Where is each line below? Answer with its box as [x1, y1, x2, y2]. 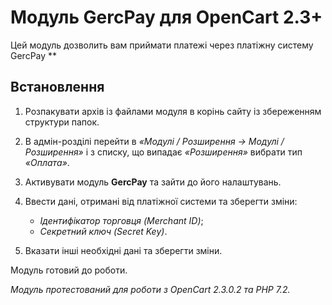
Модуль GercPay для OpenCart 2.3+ [10, 6, 323, 29]
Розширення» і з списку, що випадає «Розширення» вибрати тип [24, 146, 303, 158]
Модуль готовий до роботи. [10, 264, 128, 276]
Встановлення [10, 79, 105, 96]
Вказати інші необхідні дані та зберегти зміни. [24, 244, 223, 256]
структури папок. [24, 116, 100, 128]
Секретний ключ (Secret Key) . [39, 225, 168, 237]
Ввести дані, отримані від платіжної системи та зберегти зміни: [24, 195, 298, 207]
